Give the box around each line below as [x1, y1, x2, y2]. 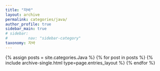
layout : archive [5, 12, 40, 17]
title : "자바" [5, 7, 33, 13]
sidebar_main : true [5, 26, 47, 31]
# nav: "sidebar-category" [5, 36, 81, 41]
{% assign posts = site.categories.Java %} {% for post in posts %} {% [5, 54, 153, 60]
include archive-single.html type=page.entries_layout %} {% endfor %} [5, 59, 155, 66]
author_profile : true [5, 21, 52, 27]
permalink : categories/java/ [5, 17, 67, 22]
